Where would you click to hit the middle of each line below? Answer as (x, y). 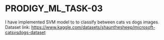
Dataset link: (18, 27)
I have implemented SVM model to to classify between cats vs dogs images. (82, 22)
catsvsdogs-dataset (25, 32)
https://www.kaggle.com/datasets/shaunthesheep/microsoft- (93, 27)
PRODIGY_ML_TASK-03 (54, 9)
